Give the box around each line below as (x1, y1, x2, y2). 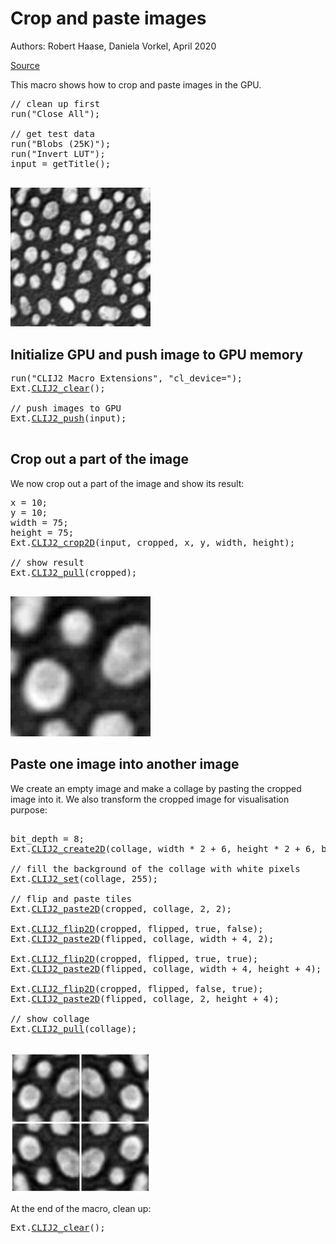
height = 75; (10, 527, 75, 538)
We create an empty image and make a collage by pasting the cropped (10, 782, 302, 794)
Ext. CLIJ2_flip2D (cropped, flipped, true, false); (10, 923, 264, 934)
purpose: (10, 803, 48, 816)
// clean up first (10, 98, 101, 109)
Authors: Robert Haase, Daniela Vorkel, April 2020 (10, 40, 217, 52)
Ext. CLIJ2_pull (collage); (10, 1023, 138, 1034)
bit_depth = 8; (10, 833, 85, 844)
